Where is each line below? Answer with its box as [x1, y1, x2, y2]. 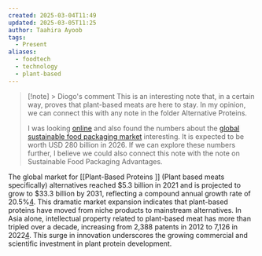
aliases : [8, 48, 37, 56]
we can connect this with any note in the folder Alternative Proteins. [27, 108, 248, 118]
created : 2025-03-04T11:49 [8, 11, 97, 20]
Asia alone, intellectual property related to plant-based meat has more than [8, 214, 252, 223]
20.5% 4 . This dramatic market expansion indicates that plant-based [8, 197, 228, 207]
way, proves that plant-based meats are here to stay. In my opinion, [27, 100, 246, 109]
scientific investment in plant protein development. [8, 239, 172, 248]
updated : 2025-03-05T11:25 [8, 19, 97, 27]
